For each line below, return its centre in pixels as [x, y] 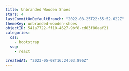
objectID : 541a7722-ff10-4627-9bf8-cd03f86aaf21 [57, 28]
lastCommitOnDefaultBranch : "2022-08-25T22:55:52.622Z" [65, 19]
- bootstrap [27, 42]
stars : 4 [14, 14]
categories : [18, 33]
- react [22, 51]
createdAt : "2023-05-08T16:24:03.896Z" [47, 60]
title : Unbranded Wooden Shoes [38, 10]
